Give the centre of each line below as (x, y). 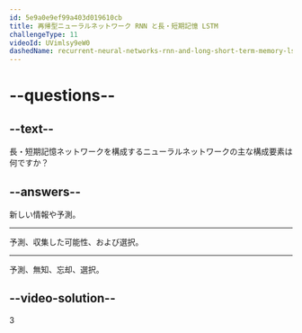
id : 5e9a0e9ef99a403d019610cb (66, 18)
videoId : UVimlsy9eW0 (50, 43)
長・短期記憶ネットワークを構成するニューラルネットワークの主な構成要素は (151, 152)
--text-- (31, 128)
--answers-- (45, 191)
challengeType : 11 (44, 34)
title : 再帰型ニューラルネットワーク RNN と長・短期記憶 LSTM (114, 26)
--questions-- (62, 96)
